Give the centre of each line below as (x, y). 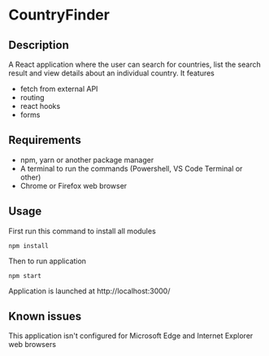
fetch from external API (59, 89)
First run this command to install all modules (82, 231)
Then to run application (48, 261)
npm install (28, 245)
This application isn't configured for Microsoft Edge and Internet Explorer (131, 336)
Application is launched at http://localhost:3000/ (89, 291)
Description (39, 45)
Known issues (45, 317)
